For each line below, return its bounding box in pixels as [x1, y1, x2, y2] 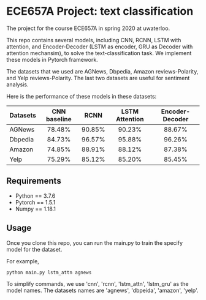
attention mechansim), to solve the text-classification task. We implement [6, 49, 192, 56]
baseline [45, 114, 72, 123]
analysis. [6, 81, 29, 88]
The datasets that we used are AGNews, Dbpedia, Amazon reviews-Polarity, [6, 67, 199, 75]
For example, [6, 257, 40, 264]
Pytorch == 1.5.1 [15, 198, 56, 206]
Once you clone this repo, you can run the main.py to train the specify [6, 239, 183, 246]
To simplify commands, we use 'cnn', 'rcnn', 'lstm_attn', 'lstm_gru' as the [6, 280, 189, 287]
